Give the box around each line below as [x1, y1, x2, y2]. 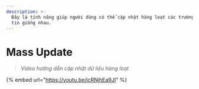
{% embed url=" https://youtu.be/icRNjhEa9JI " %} [6, 77, 127, 84]
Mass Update [6, 45, 73, 59]
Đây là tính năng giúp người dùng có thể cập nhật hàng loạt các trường [11, 14, 195, 20]
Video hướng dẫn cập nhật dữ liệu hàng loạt [20, 65, 129, 72]
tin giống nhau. [11, 20, 52, 26]
